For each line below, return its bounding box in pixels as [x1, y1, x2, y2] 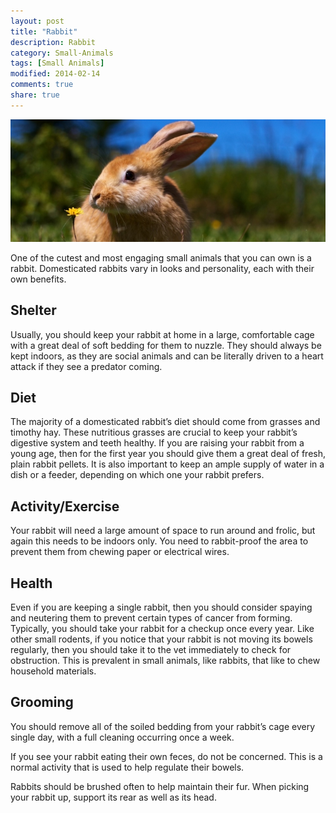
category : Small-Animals [10, 48, 114, 58]
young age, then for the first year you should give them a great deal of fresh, [10, 448, 327, 460]
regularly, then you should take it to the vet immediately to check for [10, 644, 292, 656]
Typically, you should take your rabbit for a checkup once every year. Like [10, 623, 315, 635]
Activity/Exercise [10, 498, 120, 515]
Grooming [10, 694, 74, 711]
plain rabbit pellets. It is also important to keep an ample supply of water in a [10, 458, 325, 470]
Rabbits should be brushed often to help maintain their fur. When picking [10, 780, 310, 792]
